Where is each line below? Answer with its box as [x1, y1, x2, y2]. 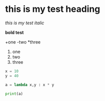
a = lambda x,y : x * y [5, 82, 54, 87]
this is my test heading [5, 3, 101, 15]
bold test [5, 29, 24, 35]
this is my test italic [5, 20, 45, 26]
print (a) [5, 91, 23, 96]
